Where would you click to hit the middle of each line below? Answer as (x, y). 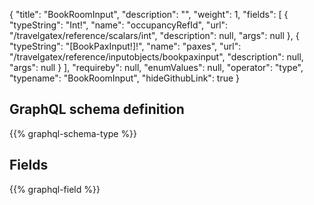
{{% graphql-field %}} (55, 189)
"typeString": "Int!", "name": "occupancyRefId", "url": (119, 25)
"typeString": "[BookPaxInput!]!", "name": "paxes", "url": (125, 46)
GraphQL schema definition (97, 109)
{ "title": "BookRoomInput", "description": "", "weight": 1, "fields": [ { (149, 14)
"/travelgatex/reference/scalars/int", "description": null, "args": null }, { (154, 35)
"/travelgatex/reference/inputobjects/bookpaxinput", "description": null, (156, 57)
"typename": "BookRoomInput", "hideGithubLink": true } (125, 78)
